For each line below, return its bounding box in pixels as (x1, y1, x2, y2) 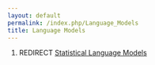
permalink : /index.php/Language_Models (7, 19, 139, 27)
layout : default (7, 11, 61, 20)
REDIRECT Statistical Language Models (18, 48, 147, 58)
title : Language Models (7, 26, 86, 34)
